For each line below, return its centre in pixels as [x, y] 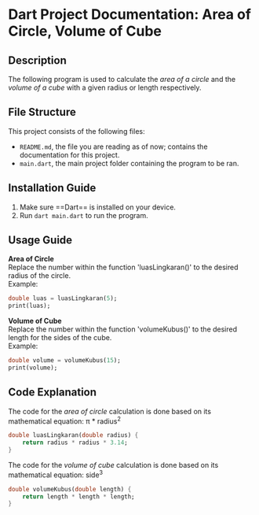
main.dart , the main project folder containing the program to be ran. [129, 163]
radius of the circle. [40, 276]
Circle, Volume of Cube [85, 31]
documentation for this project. [69, 154]
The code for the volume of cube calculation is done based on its [113, 465]
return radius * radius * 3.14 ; [75, 443]
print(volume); [33, 368]
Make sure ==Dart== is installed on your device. [98, 207]
